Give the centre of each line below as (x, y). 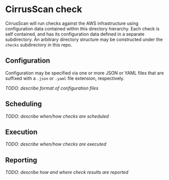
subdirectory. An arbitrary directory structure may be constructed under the (84, 39)
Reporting (21, 160)
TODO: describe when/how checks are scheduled (57, 116)
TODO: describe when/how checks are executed (56, 144)
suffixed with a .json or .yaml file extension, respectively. (65, 78)
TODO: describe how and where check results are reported (67, 172)
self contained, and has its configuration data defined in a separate (75, 34)
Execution (21, 132)
